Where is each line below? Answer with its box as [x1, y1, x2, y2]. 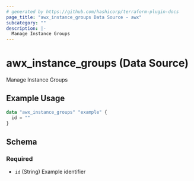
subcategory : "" [6, 20, 46, 26]
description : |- [6, 25, 46, 32]
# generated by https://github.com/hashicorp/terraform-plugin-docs [6, 8, 179, 15]
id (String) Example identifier [14, 168, 86, 176]
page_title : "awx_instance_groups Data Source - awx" [6, 14, 142, 20]
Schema [6, 136, 37, 146]
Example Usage [6, 93, 65, 104]
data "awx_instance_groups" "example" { [6, 109, 108, 115]
